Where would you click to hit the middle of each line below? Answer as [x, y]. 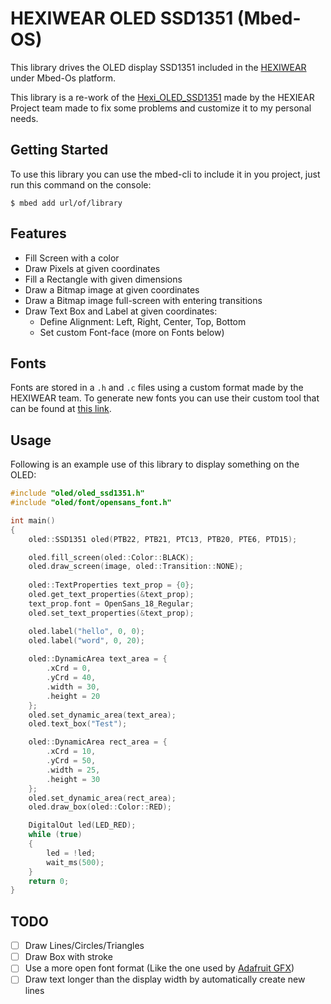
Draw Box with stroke [68, 957]
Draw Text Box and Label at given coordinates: [121, 311]
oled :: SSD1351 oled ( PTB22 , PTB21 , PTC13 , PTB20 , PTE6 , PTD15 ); [163, 539]
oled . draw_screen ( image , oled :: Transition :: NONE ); [136, 567]
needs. [24, 118]
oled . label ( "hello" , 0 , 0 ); [86, 631]
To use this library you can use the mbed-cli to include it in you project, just [165, 174]
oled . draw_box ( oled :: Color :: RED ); [100, 807]
